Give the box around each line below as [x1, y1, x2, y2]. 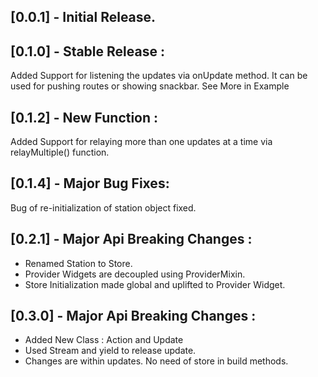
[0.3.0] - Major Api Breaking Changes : [10, 308, 257, 325]
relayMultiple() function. [10, 146, 110, 159]
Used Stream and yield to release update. [24, 345, 197, 357]
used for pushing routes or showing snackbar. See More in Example [10, 80, 290, 92]
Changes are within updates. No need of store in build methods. [24, 355, 289, 367]
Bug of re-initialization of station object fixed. [10, 201, 197, 214]
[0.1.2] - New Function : [10, 109, 159, 126]
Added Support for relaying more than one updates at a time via [10, 136, 273, 148]
